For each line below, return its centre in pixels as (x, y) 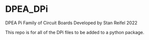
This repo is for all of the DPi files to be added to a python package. (75, 32)
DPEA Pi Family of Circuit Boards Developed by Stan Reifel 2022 (71, 23)
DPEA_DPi (27, 9)
